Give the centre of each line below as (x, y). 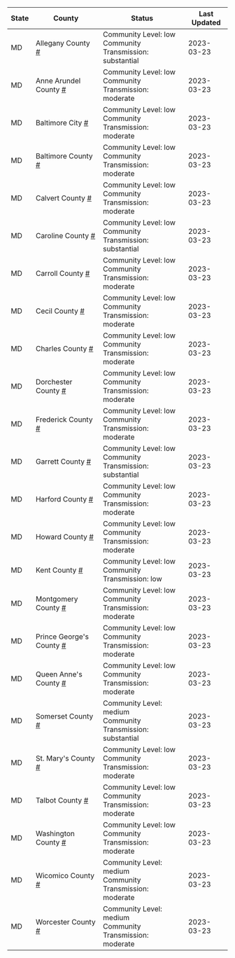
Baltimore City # (62, 123)
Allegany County (63, 43)
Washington (55, 834)
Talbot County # (62, 800)
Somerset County (64, 716)
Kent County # (59, 570)
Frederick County (64, 419)
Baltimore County (64, 156)
